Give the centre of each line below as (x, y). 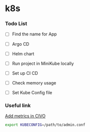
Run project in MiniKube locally (43, 63)
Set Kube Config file (32, 92)
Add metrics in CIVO (25, 116)
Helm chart (23, 53)
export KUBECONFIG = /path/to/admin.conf (45, 125)
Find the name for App (34, 34)
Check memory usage (34, 82)
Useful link (18, 105)
